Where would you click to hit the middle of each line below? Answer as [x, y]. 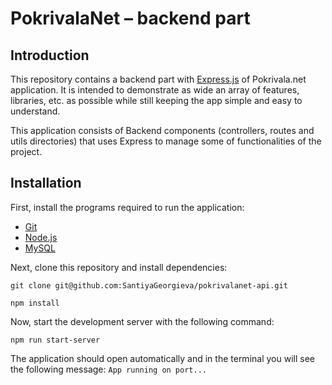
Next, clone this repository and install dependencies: [119, 267]
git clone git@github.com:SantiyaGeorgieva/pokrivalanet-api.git [149, 285]
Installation [46, 183]
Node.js [41, 237]
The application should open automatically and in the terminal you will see [162, 358]
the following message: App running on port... [108, 369]
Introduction [50, 55]
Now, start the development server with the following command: [142, 321]
